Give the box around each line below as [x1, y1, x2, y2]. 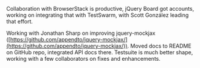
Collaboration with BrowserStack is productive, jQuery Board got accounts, [6, 5, 195, 12]
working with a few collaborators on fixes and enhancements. [6, 55, 161, 62]
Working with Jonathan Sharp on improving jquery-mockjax [6, 29, 156, 37]
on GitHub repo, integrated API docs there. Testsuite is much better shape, [6, 49, 193, 56]
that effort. [6, 18, 33, 25]
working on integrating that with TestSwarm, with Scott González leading [6, 11, 189, 19]
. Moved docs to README [127, 42, 191, 49]
